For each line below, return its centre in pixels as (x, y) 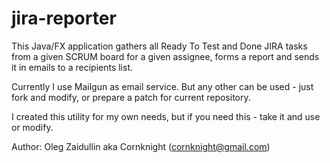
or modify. (32, 127)
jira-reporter (64, 18)
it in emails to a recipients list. (72, 67)
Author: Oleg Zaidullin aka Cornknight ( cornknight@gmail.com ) (141, 146)
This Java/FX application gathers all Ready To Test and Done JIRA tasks (159, 46)
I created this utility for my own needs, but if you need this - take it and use (166, 116)
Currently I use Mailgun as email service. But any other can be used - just (162, 86)
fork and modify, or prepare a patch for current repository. (131, 97)
